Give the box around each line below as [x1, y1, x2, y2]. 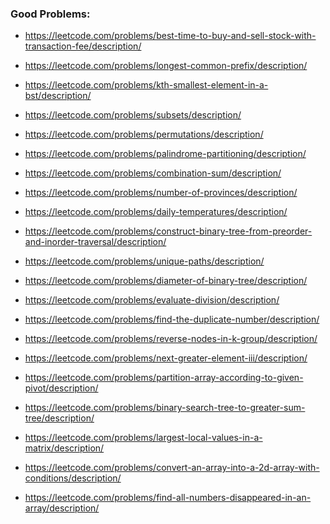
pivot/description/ [24, 382, 99, 394]
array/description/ [24, 502, 100, 514]
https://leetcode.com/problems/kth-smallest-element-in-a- [24, 79, 269, 91]
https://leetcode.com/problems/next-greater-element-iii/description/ [24, 352, 308, 364]
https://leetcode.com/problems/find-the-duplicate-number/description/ [24, 313, 320, 326]
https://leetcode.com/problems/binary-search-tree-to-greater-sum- [24, 402, 306, 414]
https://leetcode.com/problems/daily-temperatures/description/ [24, 206, 288, 218]
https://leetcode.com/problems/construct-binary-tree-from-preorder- [24, 225, 313, 237]
